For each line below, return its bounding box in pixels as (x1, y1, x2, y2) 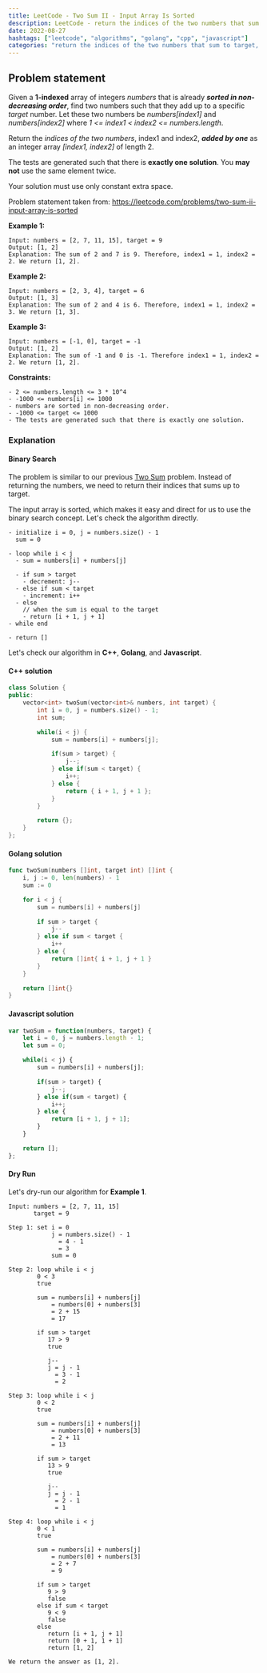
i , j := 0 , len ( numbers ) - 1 (22, 874, 120, 882)
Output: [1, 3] (8, 294, 59, 302)
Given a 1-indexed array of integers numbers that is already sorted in (8, 92, 237, 102)
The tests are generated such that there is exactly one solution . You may (8, 157, 250, 166)
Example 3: (8, 322, 46, 331)
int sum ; (37, 713, 66, 721)
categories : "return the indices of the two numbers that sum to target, (8, 42, 260, 50)
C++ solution (8, 666, 53, 676)
